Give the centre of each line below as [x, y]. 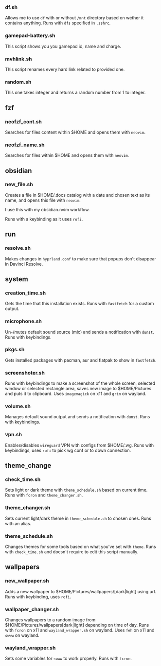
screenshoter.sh [25, 373]
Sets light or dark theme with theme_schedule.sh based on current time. [76, 490]
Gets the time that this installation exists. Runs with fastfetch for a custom [80, 304]
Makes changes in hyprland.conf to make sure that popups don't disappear [81, 258]
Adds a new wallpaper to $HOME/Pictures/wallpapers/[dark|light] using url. [81, 591]
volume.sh [18, 406]
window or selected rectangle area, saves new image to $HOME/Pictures [78, 389]
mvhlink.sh [19, 59]
